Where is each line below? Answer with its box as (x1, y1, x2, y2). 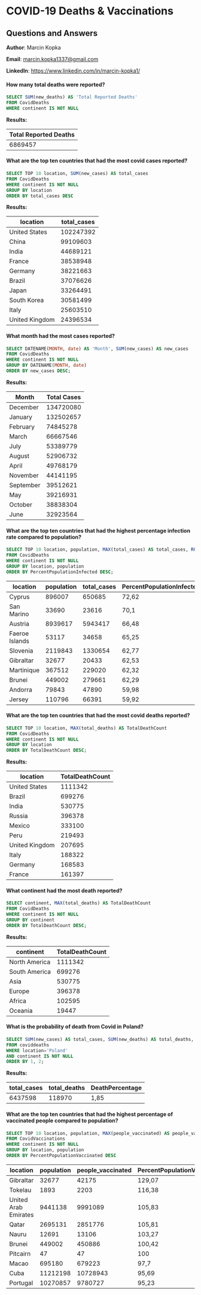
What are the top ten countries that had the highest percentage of (6, 1110, 173, 1118)
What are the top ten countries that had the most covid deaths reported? (6, 712, 190, 719)
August (9, 451, 30, 460)
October (9, 500, 33, 509)
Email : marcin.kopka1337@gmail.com (6, 56, 99, 62)
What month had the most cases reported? (6, 333, 115, 339)
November (9, 471, 39, 479)
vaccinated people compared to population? (6, 1116, 118, 1124)
